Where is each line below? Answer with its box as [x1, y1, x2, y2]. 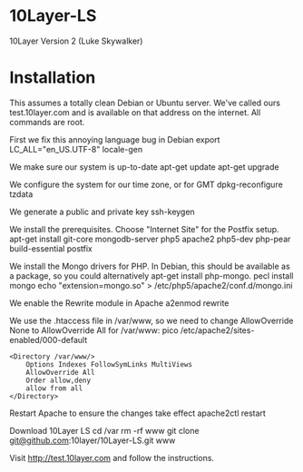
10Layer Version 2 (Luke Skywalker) [9, 35, 143, 46]
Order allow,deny [25, 376, 92, 385]
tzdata [9, 188, 34, 200]
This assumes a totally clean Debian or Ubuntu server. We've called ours [9, 97, 281, 108]
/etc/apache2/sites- [180, 324, 255, 336]
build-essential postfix [9, 242, 93, 254]
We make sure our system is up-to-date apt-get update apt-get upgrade [9, 161, 279, 172]
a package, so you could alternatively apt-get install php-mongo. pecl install [9, 270, 294, 281]
